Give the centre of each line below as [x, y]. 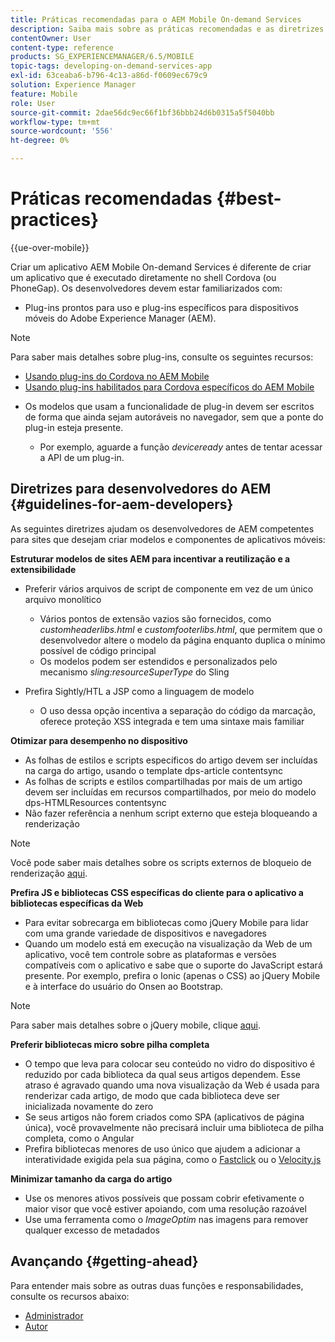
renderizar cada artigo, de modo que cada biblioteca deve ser [152, 1095]
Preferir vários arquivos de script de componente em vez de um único [169, 588]
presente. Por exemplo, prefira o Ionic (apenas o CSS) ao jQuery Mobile [172, 975]
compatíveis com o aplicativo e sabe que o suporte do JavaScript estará [173, 965]
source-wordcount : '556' [62, 131]
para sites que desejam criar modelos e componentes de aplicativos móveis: [168, 539]
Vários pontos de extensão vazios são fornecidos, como [155, 618]
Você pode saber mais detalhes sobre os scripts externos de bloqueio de [161, 862]
